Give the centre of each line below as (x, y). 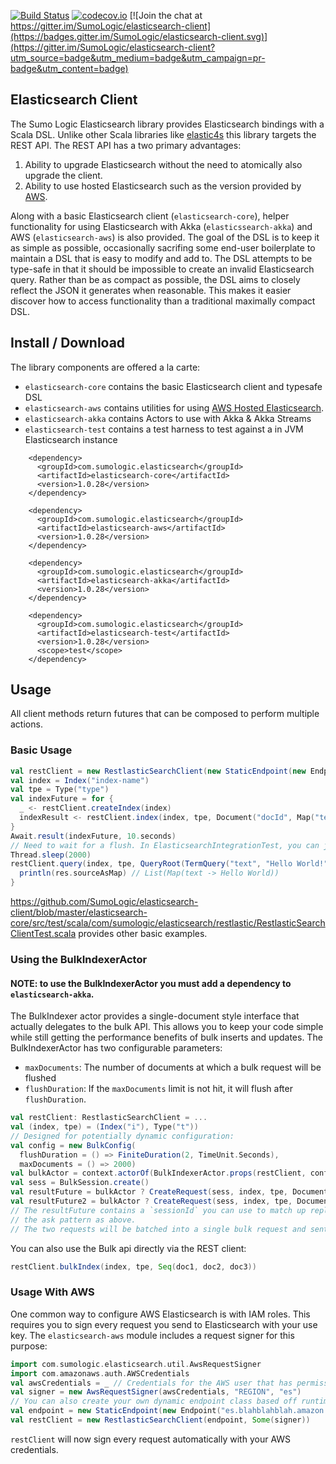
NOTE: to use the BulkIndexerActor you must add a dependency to (151, 983)
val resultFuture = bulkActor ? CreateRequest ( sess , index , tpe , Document (169, 1192)
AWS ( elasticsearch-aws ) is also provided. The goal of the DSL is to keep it (165, 237)
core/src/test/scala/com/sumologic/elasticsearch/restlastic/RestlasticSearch (168, 923)
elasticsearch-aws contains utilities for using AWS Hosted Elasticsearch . (174, 407)
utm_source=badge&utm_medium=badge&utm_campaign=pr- (138, 58)
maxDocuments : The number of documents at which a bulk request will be (173, 1067)
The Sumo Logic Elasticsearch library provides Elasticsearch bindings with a (167, 124)
